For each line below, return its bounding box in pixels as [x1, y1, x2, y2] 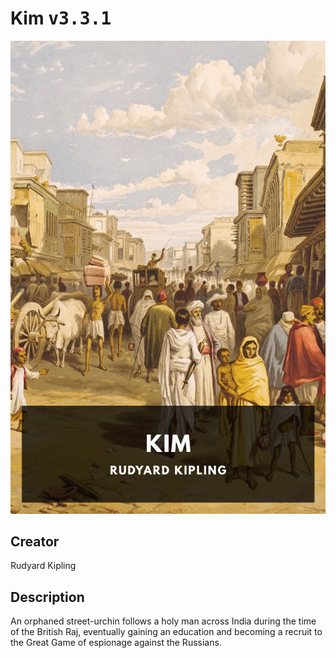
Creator [10, 533, 60, 551]
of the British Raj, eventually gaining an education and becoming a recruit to [10, 626, 323, 638]
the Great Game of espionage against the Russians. [10, 637, 222, 649]
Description [10, 588, 85, 606]
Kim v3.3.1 [10, 7, 112, 30]
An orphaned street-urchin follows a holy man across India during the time [10, 615, 317, 627]
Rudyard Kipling [10, 560, 77, 572]
